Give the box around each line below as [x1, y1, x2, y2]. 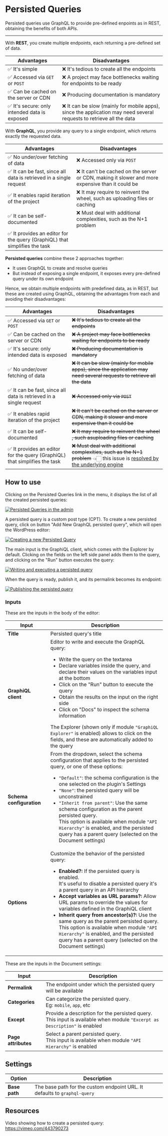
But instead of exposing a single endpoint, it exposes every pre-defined [12, 270, 160, 276]
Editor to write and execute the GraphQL [50, 638, 145, 645]
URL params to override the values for [58, 899, 148, 906]
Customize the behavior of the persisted [50, 850, 145, 857]
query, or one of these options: [50, 763, 123, 770]
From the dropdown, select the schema [50, 751, 142, 758]
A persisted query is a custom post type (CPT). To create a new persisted [5, 516, 156, 522]
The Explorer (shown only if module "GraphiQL [50, 724, 158, 731]
